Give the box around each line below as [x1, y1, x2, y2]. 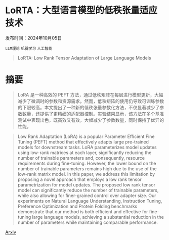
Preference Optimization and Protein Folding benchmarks [17, 203, 138, 209]
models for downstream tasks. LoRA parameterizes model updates [17, 144, 157, 150]
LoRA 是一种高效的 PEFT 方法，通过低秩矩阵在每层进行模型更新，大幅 [17, 91, 163, 98]
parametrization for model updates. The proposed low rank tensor [17, 181, 156, 187]
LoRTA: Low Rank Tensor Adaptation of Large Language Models [17, 55, 151, 61]
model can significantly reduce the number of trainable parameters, [17, 187, 159, 193]
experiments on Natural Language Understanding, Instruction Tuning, [17, 198, 162, 204]
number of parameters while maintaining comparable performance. [17, 219, 158, 225]
